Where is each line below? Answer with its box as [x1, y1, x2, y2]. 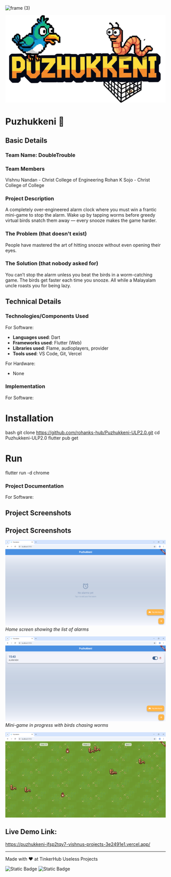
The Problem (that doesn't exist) [5, 230, 87, 237]
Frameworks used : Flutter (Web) [12, 339, 82, 345]
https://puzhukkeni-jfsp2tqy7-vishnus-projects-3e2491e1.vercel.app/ [5, 841, 151, 847]
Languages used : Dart [12, 334, 61, 340]
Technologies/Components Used [5, 313, 89, 320]
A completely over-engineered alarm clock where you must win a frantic [5, 206, 157, 213]
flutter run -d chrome [5, 470, 50, 476]
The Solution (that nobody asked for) [5, 260, 98, 267]
